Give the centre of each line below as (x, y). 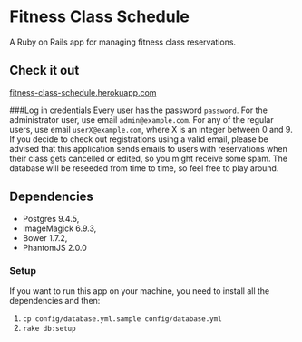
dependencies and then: (55, 300)
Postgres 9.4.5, (51, 218)
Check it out (44, 70)
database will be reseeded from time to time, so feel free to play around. (144, 168)
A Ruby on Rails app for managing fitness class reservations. (123, 42)
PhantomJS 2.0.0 (55, 247)
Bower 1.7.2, (45, 237)
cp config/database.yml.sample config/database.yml (122, 319)
